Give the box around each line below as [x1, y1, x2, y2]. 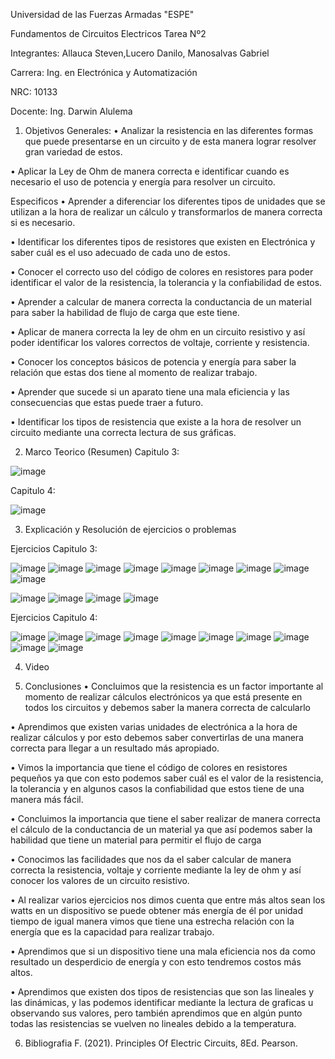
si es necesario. [10, 217, 76, 228]
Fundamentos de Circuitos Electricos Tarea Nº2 [10, 28, 207, 39]
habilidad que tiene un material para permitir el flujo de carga [10, 834, 262, 846]
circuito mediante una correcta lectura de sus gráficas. [10, 427, 237, 438]
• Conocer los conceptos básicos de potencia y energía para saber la [10, 356, 297, 368]
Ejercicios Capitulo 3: [10, 543, 98, 554]
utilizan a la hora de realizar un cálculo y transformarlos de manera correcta [10, 206, 323, 218]
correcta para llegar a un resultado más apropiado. [10, 742, 220, 754]
